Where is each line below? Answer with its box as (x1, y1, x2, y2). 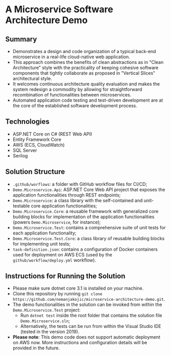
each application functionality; (12, 230, 77, 236)
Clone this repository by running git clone (12, 291, 103, 297)
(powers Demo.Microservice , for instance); (12, 219, 101, 225)
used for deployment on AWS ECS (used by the (12, 251, 112, 257)
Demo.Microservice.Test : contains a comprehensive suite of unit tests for (12, 224, 166, 230)
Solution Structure (5, 168, 65, 176)
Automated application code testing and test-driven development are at (12, 97, 163, 103)
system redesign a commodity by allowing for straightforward (12, 86, 142, 92)
